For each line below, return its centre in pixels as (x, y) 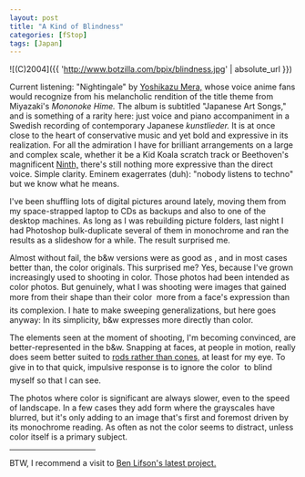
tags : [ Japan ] (36, 43)
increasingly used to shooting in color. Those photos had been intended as (149, 277)
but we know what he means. (65, 184)
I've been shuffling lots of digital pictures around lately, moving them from (148, 202)
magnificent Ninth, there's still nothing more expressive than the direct (141, 164)
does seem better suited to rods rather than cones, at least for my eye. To (147, 358)
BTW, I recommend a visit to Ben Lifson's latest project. (113, 463)
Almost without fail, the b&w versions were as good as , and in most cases (148, 258)
